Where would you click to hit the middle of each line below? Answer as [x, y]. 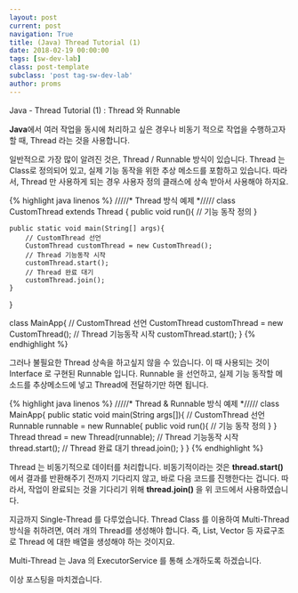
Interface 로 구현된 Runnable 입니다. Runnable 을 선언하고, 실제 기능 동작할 [141, 373]
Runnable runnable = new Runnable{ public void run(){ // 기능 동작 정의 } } [143, 426]
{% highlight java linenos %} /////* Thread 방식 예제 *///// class [122, 200]
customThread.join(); [65, 280]
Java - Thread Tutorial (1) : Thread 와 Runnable [95, 110]
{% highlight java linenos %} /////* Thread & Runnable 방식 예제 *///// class [145, 403]
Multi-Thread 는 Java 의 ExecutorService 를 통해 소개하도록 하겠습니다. [136, 560]
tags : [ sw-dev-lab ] [45, 59]
